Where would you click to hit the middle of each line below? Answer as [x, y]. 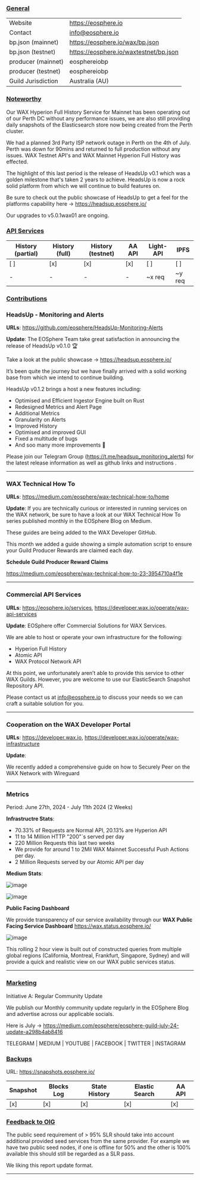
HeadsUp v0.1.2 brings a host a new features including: [74, 389]
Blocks [58, 1086]
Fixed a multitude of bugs [46, 439]
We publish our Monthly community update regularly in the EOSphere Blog [98, 1007]
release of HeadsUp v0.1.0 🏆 [42, 346]
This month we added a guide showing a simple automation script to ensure [99, 544]
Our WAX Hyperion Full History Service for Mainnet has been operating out [98, 112]
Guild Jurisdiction [34, 81]
